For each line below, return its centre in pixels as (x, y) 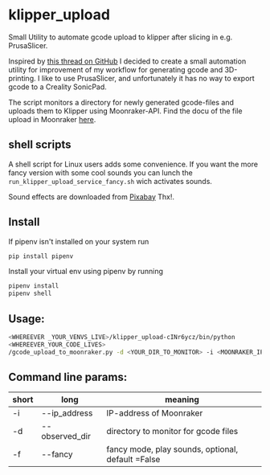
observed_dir (66, 436)
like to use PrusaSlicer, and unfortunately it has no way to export (148, 78)
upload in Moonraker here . (52, 119)
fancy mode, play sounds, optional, (172, 449)
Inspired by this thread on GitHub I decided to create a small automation (127, 61)
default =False (133, 460)
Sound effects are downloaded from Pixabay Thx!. (92, 197)
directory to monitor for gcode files (172, 432)
